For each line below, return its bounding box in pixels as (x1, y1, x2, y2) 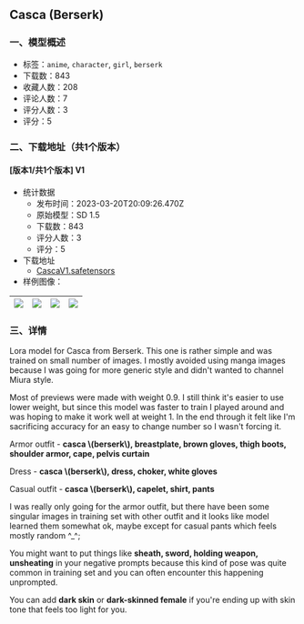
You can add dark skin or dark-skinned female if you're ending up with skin (9, 595, 296, 606)
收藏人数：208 (22, 81, 78, 92)
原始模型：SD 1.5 (35, 209, 100, 220)
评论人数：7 (22, 93, 68, 104)
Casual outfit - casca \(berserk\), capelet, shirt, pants (9, 484, 215, 495)
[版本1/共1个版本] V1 (9, 165, 85, 176)
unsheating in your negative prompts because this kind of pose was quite (9, 558, 287, 569)
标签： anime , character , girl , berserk (22, 58, 163, 69)
